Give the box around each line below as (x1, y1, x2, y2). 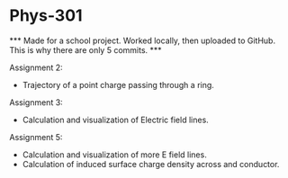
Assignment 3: (9, 96, 63, 108)
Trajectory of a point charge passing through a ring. (22, 79, 214, 90)
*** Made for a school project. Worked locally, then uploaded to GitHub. (9, 35, 276, 46)
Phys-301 (9, 5, 83, 26)
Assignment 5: (9, 131, 63, 142)
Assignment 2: (9, 62, 63, 73)
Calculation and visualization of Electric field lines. (22, 114, 209, 125)
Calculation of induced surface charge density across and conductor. (22, 158, 280, 169)
